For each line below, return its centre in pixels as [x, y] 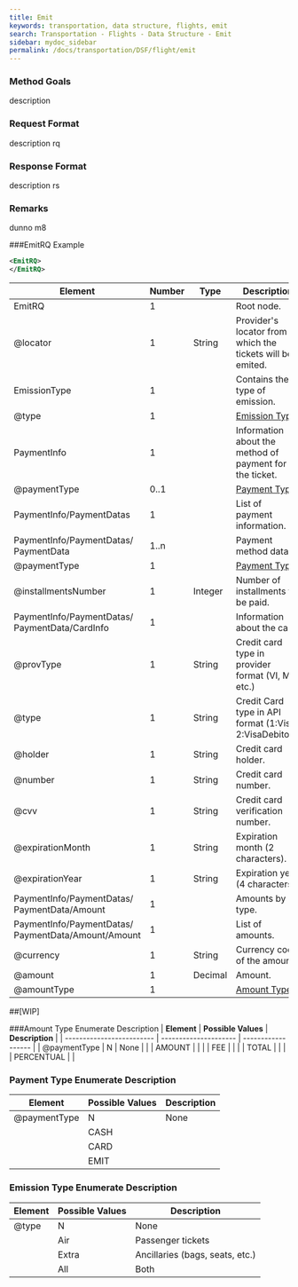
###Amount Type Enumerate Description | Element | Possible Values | [139, 1029]
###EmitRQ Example [47, 245]
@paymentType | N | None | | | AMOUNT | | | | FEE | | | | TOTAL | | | [164, 1047]
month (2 [255, 848]
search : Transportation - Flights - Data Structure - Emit [121, 34]
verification [259, 811]
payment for [261, 464]
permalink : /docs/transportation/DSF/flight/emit [103, 51]
